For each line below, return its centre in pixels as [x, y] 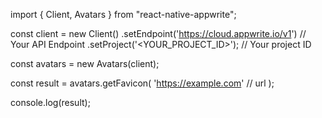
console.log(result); [50, 102]
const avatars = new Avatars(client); [85, 63]
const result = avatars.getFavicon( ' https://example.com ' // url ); [142, 83]
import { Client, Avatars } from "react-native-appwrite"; [123, 14]
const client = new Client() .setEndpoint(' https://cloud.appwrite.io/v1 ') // [158, 33]
